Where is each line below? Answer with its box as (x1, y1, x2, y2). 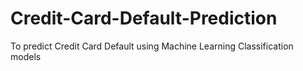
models (10, 50, 42, 62)
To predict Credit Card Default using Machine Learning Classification (10, 40, 294, 52)
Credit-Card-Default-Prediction (10, 7, 278, 30)
